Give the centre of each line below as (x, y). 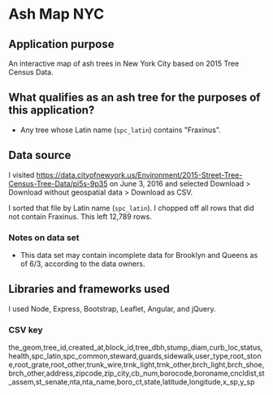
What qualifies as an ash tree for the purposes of (134, 98)
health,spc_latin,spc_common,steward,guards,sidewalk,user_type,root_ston (135, 356)
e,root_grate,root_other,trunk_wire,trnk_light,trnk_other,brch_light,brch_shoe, (136, 365)
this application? (52, 110)
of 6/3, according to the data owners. (82, 264)
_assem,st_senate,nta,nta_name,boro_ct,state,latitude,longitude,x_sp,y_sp (132, 382)
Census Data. (31, 72)
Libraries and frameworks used (89, 289)
